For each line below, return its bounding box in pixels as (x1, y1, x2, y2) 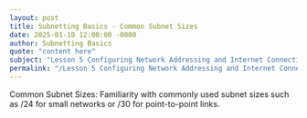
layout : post (9, 13, 59, 23)
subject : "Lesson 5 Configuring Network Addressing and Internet (9, 55, 263, 64)
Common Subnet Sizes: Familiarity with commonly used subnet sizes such (9, 88, 290, 100)
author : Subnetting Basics (9, 38, 112, 48)
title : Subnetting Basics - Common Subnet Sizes (9, 22, 198, 31)
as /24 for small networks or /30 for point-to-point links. (9, 98, 220, 109)
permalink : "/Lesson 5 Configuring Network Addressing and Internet (9, 64, 276, 74)
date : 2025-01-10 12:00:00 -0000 (9, 30, 137, 39)
